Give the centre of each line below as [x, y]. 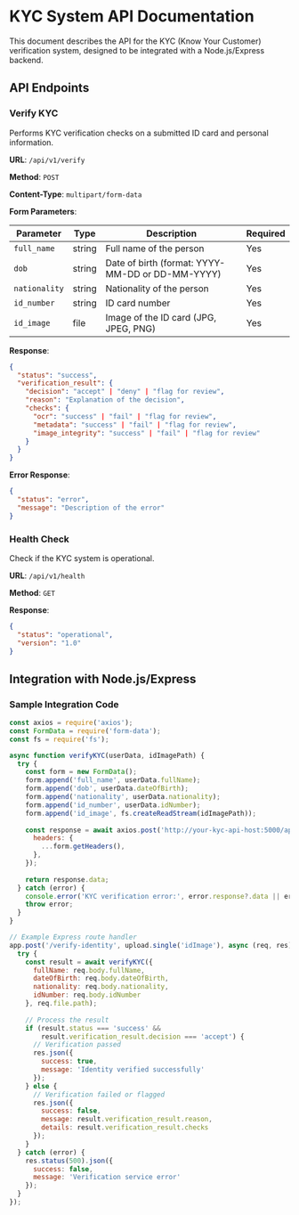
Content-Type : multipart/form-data [76, 194]
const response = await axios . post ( [93, 830]
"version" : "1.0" [49, 643]
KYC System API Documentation [132, 16]
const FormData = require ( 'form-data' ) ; [85, 731]
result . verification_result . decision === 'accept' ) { [143, 1036]
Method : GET [32, 592]
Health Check [39, 539]
